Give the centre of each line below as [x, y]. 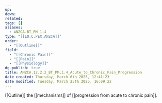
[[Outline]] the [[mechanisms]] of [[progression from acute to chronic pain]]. [81, 95]
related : [14, 18]
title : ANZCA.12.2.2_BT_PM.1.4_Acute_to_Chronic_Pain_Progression [73, 73]
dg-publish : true [23, 68]
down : [10, 14]
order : [12, 41]
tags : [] [14, 23]
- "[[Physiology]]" [29, 63]
